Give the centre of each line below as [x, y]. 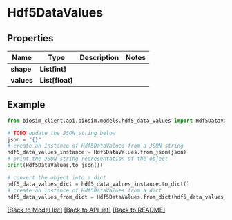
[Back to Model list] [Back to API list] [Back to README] [86, 210]
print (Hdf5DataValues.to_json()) [55, 166]
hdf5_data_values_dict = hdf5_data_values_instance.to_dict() [98, 184]
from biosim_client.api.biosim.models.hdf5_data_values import [100, 121]
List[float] [57, 80]
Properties [30, 38]
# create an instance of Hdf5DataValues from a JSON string [96, 146]
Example [26, 105]
